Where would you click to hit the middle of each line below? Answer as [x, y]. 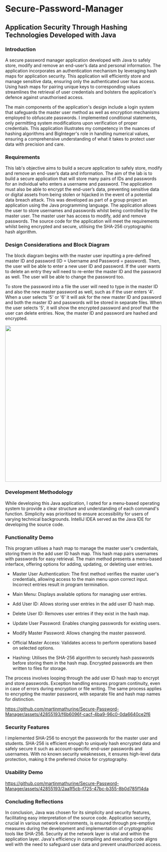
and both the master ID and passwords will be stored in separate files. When [83, 303]
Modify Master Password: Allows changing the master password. [79, 633]
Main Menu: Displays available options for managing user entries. [80, 594]
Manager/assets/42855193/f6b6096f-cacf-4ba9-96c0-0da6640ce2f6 [78, 714]
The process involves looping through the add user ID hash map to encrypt [82, 678]
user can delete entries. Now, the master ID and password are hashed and [81, 313]
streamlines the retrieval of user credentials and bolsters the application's [81, 92]
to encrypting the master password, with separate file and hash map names [83, 694]
